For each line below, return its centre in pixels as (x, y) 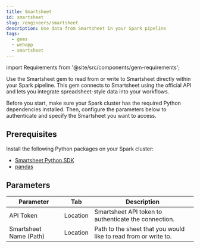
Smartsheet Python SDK (44, 160)
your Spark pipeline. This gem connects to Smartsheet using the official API (99, 85)
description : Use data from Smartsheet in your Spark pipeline (86, 28)
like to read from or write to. (133, 237)
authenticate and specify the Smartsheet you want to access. (81, 115)
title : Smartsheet (29, 12)
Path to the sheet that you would (140, 229)
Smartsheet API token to (128, 212)
